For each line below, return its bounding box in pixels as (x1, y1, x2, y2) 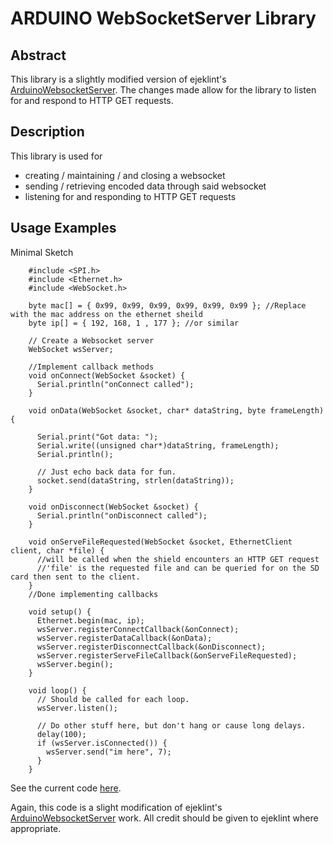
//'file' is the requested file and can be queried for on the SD (36, 563, 320, 573)
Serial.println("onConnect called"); (36, 379, 195, 389)
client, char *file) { (10, 545, 105, 556)
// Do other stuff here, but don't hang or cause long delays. (36, 720, 307, 731)
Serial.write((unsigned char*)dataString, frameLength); (36, 440, 280, 451)
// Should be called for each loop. (36, 694, 190, 704)
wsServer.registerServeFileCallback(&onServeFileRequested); (36, 650, 298, 661)
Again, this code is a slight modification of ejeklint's (10, 801, 223, 813)
